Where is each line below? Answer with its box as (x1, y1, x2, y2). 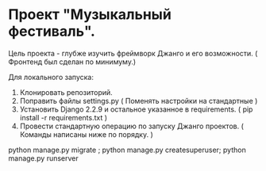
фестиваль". (8, 22, 95, 40)
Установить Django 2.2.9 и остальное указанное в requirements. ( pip (19, 104, 253, 114)
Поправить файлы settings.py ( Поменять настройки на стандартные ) (19, 96, 258, 105)
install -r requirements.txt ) (19, 112, 108, 122)
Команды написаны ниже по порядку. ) (19, 129, 153, 139)
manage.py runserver (8, 153, 79, 163)
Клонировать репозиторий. (19, 87, 113, 97)
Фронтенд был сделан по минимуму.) (8, 57, 137, 66)
